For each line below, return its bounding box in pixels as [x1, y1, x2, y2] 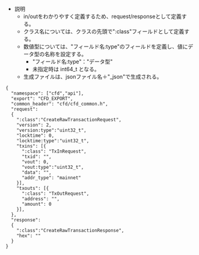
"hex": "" [16, 233, 41, 239]
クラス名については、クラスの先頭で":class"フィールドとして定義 [23, 28, 185, 35]
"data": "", [21, 169, 52, 175]
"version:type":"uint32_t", [16, 127, 87, 133]
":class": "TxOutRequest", [21, 190, 90, 197]
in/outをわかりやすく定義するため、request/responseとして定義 [23, 13, 182, 20]
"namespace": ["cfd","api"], [11, 90, 84, 96]
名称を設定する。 [44, 51, 87, 57]
